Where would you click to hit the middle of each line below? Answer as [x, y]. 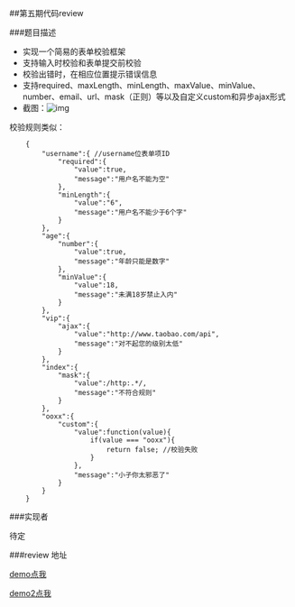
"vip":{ [56, 318]
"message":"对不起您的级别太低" [128, 344]
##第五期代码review [46, 13]
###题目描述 [33, 32]
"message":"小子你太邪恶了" [121, 475]
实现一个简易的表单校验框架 [74, 51]
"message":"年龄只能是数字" [121, 262]
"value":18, [96, 285]
